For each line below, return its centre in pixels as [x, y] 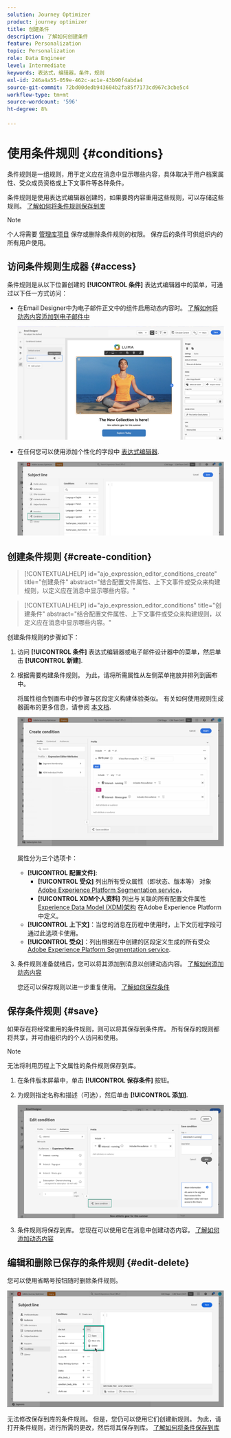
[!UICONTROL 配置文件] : [62, 873]
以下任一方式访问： [40, 293]
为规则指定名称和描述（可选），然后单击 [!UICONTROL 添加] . [102, 1095]
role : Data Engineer [37, 59]
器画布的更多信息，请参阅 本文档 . [64, 707]
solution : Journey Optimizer [49, 14]
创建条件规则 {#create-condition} [79, 557]
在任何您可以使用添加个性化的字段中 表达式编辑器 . [88, 451]
